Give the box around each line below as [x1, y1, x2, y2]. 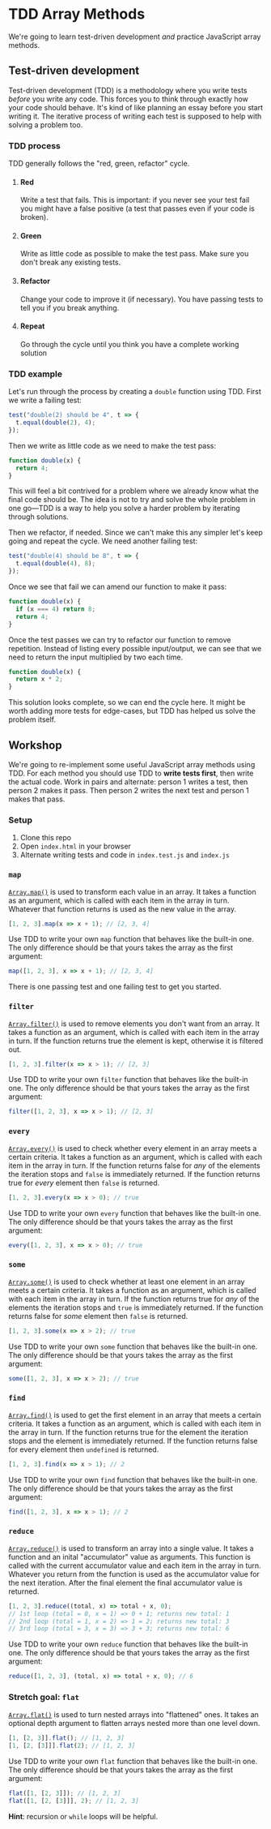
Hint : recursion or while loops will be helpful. [8, 1811, 159, 1821]
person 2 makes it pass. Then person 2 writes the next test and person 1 [8, 785, 249, 795]
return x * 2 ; [15, 675, 63, 684]
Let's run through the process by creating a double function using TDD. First [8, 387, 261, 397]
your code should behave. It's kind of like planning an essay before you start [8, 102, 264, 112]
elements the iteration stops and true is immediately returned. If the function [8, 1303, 264, 1312]
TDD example [8, 368, 63, 380]
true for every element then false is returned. [8, 1178, 160, 1187]
